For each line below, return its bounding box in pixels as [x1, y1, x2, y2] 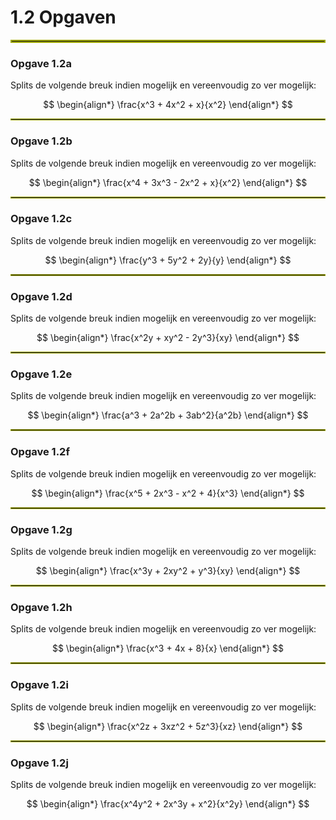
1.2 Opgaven [10, 6, 117, 29]
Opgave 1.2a [10, 56, 72, 70]
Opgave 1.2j [10, 756, 69, 770]
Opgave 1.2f [10, 445, 70, 459]
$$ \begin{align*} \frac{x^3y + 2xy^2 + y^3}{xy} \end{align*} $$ [35, 565, 301, 577]
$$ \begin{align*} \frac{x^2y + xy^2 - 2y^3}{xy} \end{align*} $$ [36, 332, 300, 344]
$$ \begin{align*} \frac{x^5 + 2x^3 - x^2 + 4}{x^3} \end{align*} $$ [31, 487, 305, 499]
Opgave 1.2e [10, 367, 73, 381]
